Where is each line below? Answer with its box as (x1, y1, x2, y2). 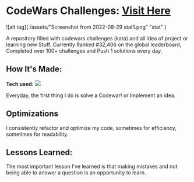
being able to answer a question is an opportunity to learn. (6, 169, 147, 176)
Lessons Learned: (6, 147, 73, 157)
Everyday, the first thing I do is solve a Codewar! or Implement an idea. (6, 92, 176, 99)
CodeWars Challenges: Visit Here (6, 4, 171, 18)
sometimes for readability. (6, 131, 69, 138)
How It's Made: (6, 64, 62, 74)
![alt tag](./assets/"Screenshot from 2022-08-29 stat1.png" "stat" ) (6, 23, 167, 30)
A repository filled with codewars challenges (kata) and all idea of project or (6, 35, 188, 42)
